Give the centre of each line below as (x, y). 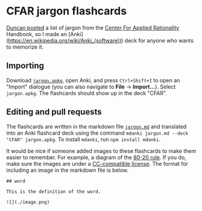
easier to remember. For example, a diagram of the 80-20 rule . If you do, (96, 157)
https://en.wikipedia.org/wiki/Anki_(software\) (65, 40)
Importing (25, 66)
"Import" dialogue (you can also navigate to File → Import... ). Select (91, 87)
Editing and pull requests (54, 112)
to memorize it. (25, 47)
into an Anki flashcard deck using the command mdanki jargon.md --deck (97, 133)
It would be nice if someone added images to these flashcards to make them (101, 151)
